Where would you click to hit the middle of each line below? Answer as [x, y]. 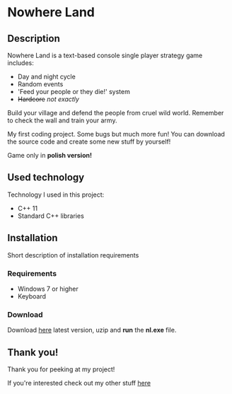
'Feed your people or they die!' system [74, 92]
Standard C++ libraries [51, 216]
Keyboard [32, 296]
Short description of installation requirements [73, 255]
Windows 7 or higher [48, 289]
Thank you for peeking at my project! [61, 369]
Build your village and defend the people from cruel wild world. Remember [116, 113]
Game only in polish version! [50, 155]
